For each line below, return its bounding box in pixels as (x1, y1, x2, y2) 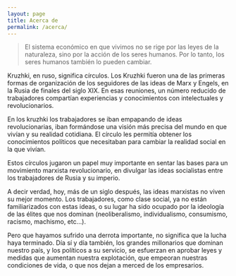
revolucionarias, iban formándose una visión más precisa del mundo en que (7, 123, 228, 131)
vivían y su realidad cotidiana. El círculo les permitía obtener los (7, 130, 192, 138)
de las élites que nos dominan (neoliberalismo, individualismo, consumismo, (7, 210, 228, 219)
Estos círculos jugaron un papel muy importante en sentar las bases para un (7, 159, 228, 167)
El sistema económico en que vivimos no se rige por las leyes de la (24, 43, 220, 52)
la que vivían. (7, 145, 46, 154)
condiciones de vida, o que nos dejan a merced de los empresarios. (7, 261, 204, 270)
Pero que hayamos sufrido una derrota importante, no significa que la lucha (7, 231, 227, 240)
